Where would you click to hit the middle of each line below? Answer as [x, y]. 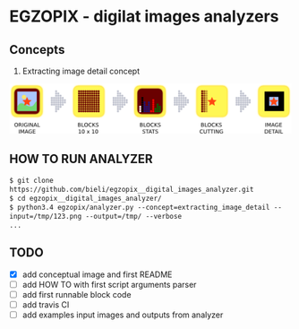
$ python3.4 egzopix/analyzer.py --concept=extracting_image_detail [140, 207]
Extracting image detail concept [81, 71]
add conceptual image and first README [97, 274]
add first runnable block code [77, 294]
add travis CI [46, 304]
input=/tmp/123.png [46, 216]
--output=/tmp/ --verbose [133, 216]
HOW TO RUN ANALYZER [81, 159]
